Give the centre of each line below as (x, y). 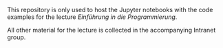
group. (17, 37)
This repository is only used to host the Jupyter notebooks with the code (110, 10)
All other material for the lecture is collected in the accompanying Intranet (111, 30)
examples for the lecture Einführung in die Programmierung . (92, 17)
